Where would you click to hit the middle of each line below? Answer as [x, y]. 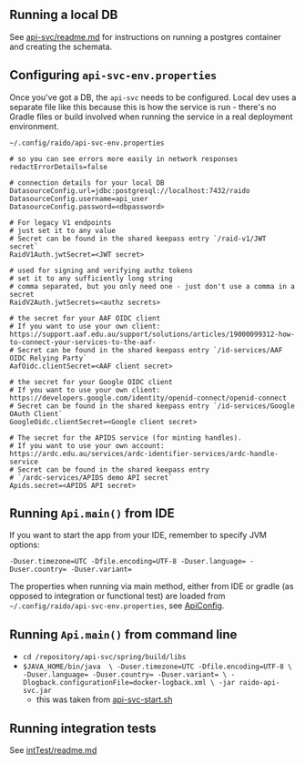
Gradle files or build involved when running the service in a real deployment [151, 117]
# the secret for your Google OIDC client [91, 382]
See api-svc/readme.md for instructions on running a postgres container [145, 36]
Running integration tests [83, 728]
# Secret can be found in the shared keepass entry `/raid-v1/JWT [138, 239]
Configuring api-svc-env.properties [113, 75]
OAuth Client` [36, 413]
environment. [34, 126]
